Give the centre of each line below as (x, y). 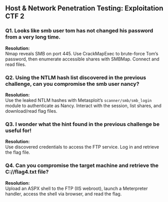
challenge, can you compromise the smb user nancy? (72, 84)
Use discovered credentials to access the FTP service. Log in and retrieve (82, 147)
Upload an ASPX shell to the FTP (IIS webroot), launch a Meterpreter (77, 188)
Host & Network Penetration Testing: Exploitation (84, 8)
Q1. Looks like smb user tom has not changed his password (79, 31)
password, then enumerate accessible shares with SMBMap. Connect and (82, 59)
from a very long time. (33, 37)
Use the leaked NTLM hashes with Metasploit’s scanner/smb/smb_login (78, 100)
